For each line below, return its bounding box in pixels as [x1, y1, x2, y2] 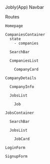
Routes [5, 14, 20, 19]
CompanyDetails [5, 76, 37, 81]
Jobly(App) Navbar [5, 4, 45, 10]
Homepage [5, 23, 23, 28]
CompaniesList [9, 58, 39, 63]
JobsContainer [5, 110, 35, 115]
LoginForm [5, 145, 26, 150]
